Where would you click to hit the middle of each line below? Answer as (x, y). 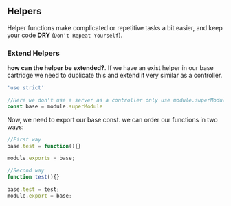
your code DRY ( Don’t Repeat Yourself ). (65, 35)
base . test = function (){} (44, 146)
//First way (24, 139)
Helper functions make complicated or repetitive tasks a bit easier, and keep (115, 27)
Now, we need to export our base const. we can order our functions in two (112, 119)
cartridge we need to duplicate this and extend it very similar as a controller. (115, 76)
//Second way (26, 171)
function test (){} (33, 177)
